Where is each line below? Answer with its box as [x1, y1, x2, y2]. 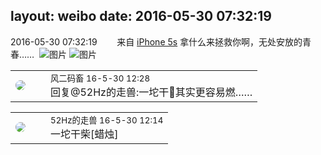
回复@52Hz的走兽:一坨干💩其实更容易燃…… [50, 85, 253, 99]
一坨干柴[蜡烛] [50, 127, 119, 141]
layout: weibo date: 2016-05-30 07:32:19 [10, 8, 272, 25]
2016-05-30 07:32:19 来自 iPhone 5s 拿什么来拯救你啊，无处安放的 [10, 35, 303, 48]
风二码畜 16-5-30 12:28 [50, 72, 151, 84]
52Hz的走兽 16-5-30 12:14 [50, 114, 164, 126]
